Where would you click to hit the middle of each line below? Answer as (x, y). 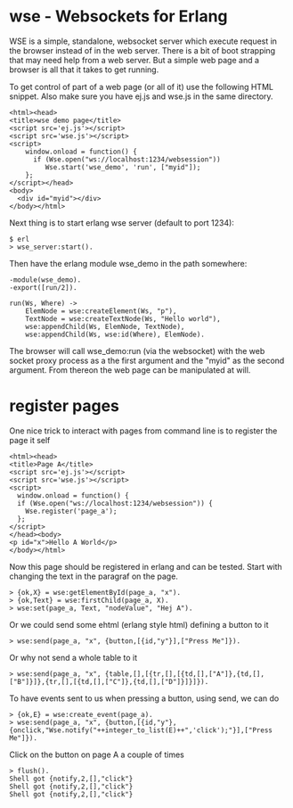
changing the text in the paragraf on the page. (94, 576)
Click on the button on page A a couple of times (97, 754)
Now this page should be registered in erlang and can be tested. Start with (146, 566)
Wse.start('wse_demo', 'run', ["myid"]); (123, 167)
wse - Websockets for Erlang (119, 16)
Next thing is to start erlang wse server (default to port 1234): (122, 223)
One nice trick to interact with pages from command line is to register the (143, 431)
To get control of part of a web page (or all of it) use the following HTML (142, 87)
